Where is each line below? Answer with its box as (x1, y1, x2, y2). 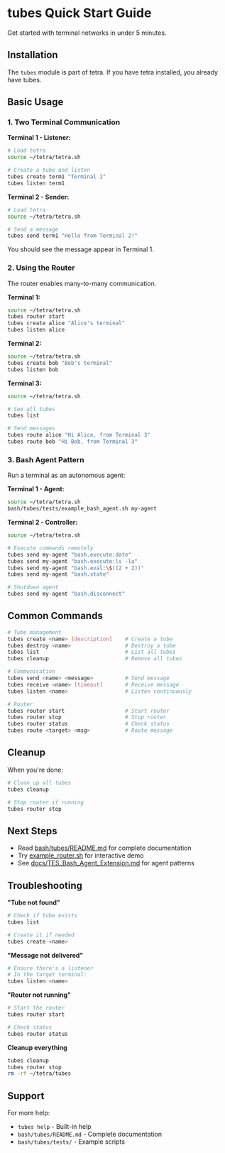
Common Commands (7, 610, 103, 622)
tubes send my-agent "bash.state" (7, 571, 110, 578)
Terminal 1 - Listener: (7, 133, 71, 142)
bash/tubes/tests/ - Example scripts (17, 1137, 126, 1146)
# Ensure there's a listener (7, 964, 94, 972)
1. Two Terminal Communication (7, 117, 121, 127)
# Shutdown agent (7, 584, 59, 591)
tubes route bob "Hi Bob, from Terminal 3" (7, 438, 138, 445)
